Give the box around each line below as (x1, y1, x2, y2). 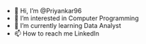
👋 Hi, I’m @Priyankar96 (13, 7, 82, 15)
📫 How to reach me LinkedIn (13, 29, 100, 38)
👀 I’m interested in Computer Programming (13, 14, 140, 22)
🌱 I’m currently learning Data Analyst (13, 22, 122, 29)
